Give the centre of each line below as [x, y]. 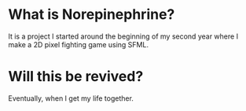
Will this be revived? [76, 77]
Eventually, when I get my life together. [71, 98]
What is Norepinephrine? [92, 15]
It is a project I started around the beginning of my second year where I [123, 36]
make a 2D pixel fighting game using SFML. [79, 44]
